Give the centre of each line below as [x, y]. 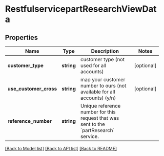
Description [105, 51]
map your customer [103, 79]
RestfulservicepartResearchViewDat [81, 9]
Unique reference [101, 106]
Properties [21, 37]
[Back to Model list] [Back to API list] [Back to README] [61, 148]
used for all [93, 66]
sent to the [93, 124]
